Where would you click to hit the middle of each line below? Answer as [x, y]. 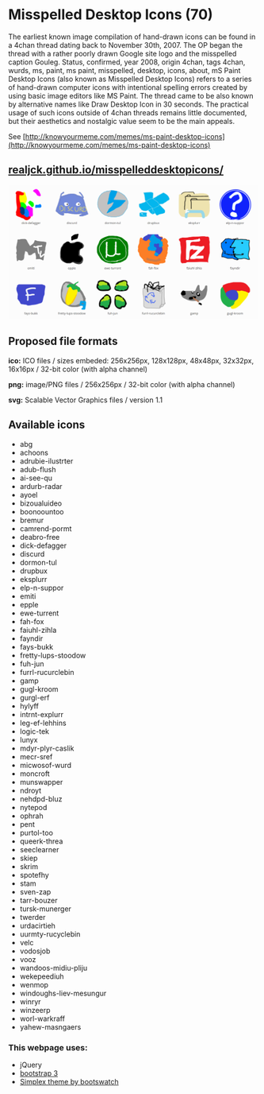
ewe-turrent [39, 613]
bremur [32, 520]
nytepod [33, 807]
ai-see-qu [36, 478]
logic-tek [34, 731]
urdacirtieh [37, 925]
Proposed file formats [63, 341]
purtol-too [36, 832]
